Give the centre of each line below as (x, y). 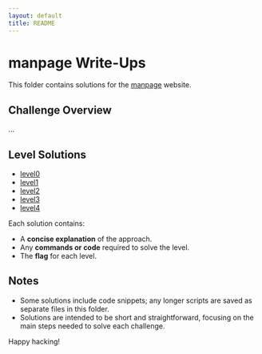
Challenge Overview (60, 110)
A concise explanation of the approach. (86, 239)
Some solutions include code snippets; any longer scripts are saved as (136, 300)
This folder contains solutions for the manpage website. (100, 85)
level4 (30, 208)
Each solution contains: (47, 223)
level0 (30, 174)
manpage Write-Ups (77, 63)
